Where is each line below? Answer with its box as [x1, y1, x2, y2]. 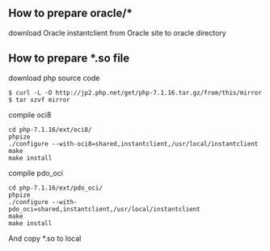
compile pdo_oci [8, 168, 63, 177]
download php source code [8, 73, 100, 83]
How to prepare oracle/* [8, 6, 133, 20]
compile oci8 [8, 109, 52, 120]
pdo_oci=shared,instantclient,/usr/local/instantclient [8, 205, 200, 213]
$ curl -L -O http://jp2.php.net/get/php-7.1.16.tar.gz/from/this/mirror [8, 88, 263, 96]
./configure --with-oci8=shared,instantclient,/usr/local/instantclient [8, 139, 259, 148]
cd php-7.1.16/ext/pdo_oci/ [8, 184, 103, 192]
